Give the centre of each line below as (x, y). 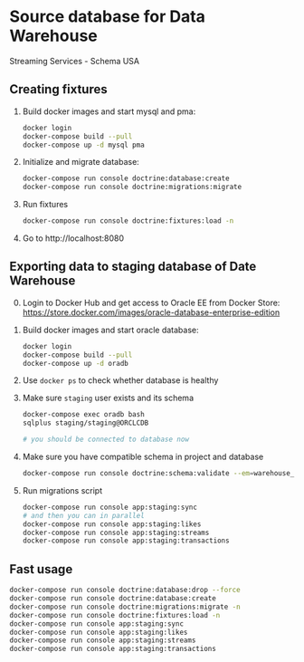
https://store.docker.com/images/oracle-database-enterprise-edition (151, 312)
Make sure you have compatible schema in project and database (143, 457)
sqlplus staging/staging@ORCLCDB (85, 423)
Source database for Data (108, 17)
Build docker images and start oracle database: (110, 330)
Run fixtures (45, 205)
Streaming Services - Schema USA (75, 61)
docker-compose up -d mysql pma (83, 145)
